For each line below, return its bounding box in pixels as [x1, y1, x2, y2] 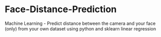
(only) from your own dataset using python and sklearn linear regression [5, 25, 156, 31]
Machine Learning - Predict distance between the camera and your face [5, 20, 156, 26]
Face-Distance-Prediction [5, 4, 117, 15]
